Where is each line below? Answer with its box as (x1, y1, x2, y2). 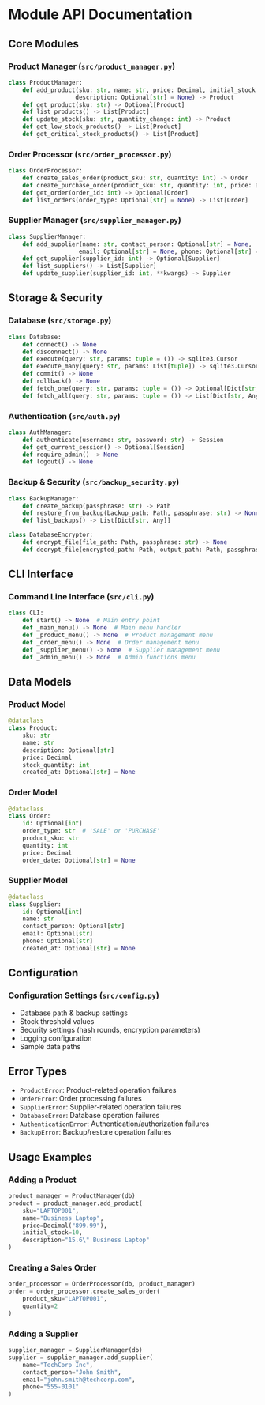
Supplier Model (8, 875, 69, 886)
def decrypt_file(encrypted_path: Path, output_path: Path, (22, 546, 224, 553)
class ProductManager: (8, 78, 83, 86)
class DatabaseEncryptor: (8, 531, 93, 539)
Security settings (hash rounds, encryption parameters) (19, 1025, 201, 1034)
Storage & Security (8, 291, 103, 305)
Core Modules (8, 37, 79, 51)
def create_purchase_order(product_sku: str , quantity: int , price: (22, 181, 252, 189)
